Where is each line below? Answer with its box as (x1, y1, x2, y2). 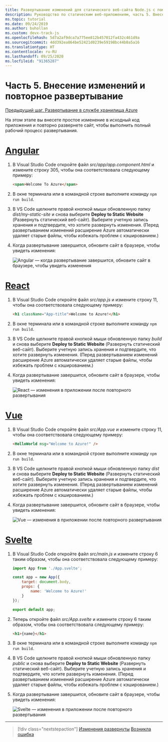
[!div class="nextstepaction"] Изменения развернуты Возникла (17, 726, 151, 732)
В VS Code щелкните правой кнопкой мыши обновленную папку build (12, 336, 162, 342)
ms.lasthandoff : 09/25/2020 (5, 54, 64, 59)
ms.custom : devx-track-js (5, 31, 59, 36)
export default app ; (12, 607, 55, 612)
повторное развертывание (5, 91, 123, 102)
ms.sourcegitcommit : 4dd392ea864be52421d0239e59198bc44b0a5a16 (5, 40, 140, 45)
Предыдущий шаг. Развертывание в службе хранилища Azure (5, 107, 138, 113)
